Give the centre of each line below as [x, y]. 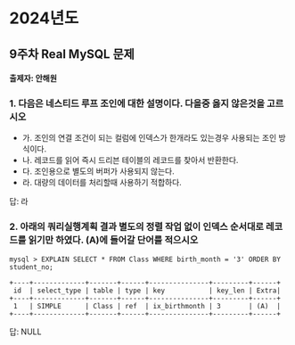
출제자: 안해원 [33, 78]
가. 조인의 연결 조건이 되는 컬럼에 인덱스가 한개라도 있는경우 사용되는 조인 [149, 138]
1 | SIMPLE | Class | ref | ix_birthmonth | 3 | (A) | [147, 306]
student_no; [31, 267]
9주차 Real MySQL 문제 [72, 54]
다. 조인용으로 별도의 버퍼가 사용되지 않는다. [98, 171]
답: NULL [25, 332]
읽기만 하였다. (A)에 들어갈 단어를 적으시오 [113, 240]
